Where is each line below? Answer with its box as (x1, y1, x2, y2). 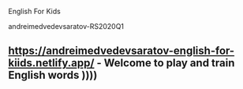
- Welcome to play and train (96, 56, 235, 69)
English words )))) (8, 69, 98, 82)
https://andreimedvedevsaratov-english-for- (8, 44, 235, 58)
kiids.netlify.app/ (8, 56, 95, 69)
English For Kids (8, 7, 61, 16)
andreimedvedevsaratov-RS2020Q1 (8, 22, 125, 30)
